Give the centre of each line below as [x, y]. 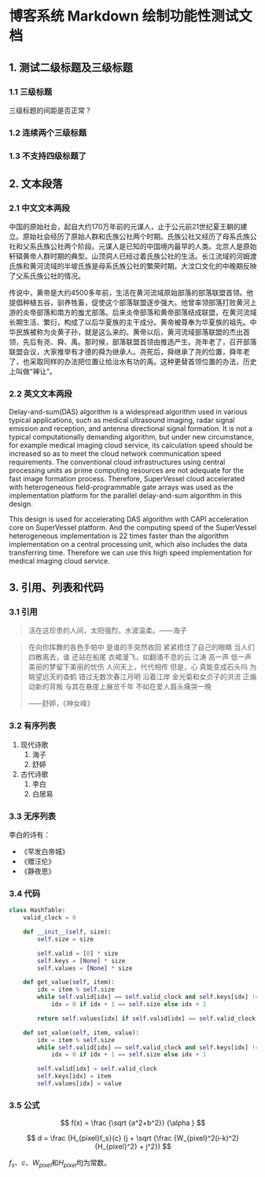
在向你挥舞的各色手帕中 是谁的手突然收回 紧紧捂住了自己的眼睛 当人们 [141, 648]
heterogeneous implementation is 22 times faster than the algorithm [119, 536]
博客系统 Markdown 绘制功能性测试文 [131, 16]
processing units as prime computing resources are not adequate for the [127, 470]
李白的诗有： [29, 834]
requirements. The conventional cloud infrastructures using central [117, 462]
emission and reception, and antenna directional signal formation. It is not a [131, 428]
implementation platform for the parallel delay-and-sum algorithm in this [125, 495]
